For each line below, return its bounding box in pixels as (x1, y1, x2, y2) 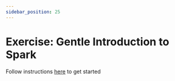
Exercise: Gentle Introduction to (5, 34, 170, 48)
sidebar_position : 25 (5, 8, 61, 15)
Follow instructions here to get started (5, 68, 101, 75)
